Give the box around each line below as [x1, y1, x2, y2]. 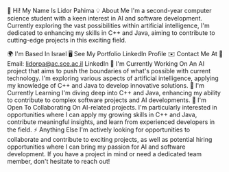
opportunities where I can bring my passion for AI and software [7, 143, 186, 151]
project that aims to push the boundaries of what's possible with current [7, 67, 211, 75]
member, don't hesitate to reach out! [7, 158, 110, 165]
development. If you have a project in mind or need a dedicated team [7, 150, 202, 158]
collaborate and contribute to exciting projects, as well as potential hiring [7, 136, 213, 143]
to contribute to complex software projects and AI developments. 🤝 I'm [7, 96, 207, 104]
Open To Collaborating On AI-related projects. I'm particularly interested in [7, 103, 217, 111]
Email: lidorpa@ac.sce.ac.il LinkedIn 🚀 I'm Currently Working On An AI [7, 60, 205, 68]
